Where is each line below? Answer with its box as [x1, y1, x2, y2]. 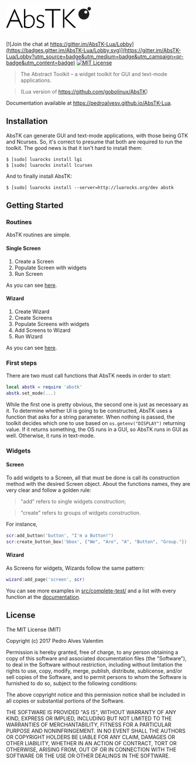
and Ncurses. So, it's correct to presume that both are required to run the [6, 138, 183, 145]
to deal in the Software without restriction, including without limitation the [6, 661, 183, 668]
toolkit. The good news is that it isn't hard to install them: [6, 144, 143, 151]
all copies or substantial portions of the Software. [6, 697, 125, 704]
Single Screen [6, 245, 41, 252]
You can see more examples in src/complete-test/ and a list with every [6, 587, 176, 594]
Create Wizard [14, 308, 50, 315]
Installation [6, 117, 48, 126]
